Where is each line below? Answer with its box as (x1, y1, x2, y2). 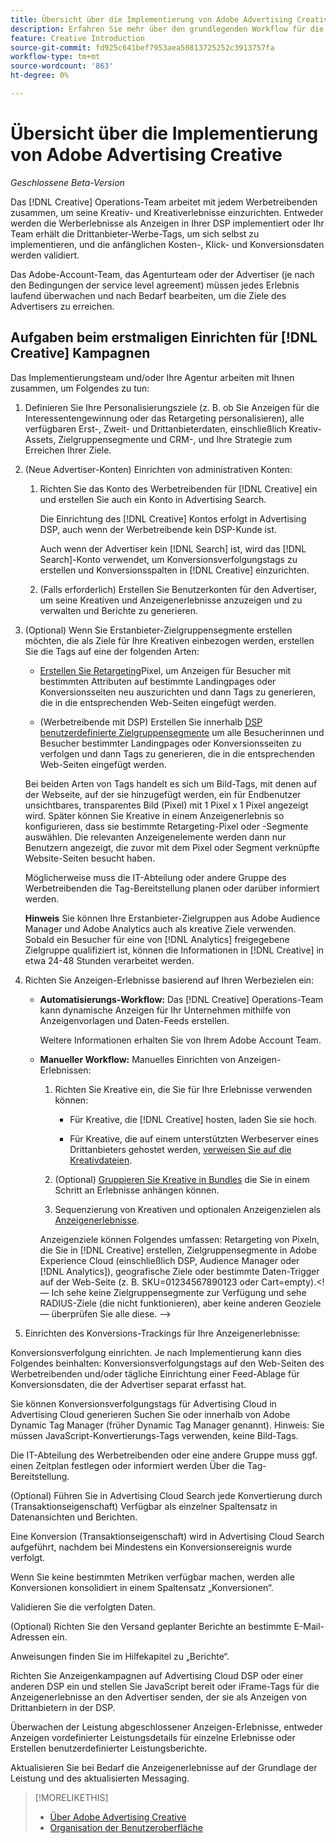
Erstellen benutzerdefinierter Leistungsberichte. (10, 1742, 208, 1754)
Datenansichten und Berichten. (10, 1511, 138, 1523)
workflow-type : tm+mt (10, 52, 101, 62)
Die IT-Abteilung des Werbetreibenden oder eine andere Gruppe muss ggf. (10, 1449, 318, 1461)
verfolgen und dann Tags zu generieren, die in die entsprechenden (39, 747, 316, 760)
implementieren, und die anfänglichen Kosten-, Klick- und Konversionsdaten (10, 238, 325, 250)
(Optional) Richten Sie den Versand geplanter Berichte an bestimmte (10, 1620, 292, 1632)
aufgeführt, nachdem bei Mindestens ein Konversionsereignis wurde (10, 1541, 293, 1553)
